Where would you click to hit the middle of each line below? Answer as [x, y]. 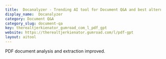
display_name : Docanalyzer [34, 14]
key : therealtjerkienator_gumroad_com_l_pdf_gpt [56, 28]
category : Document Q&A [30, 19]
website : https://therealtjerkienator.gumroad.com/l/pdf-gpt [69, 32]
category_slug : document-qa [34, 23]
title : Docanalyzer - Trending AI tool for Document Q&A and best [76, 10]
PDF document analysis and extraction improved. [55, 51]
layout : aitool [21, 37]
